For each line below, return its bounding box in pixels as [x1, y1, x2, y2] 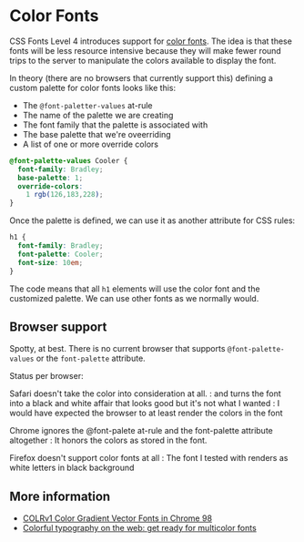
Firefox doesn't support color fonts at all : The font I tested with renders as [9, 453, 289, 464]
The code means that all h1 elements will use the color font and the [9, 283, 261, 294]
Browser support [9, 319, 107, 334]
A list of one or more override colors [22, 138, 159, 149]
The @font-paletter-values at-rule [22, 99, 153, 110]
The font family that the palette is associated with [22, 119, 208, 130]
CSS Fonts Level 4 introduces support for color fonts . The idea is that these [9, 36, 293, 46]
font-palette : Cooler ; [17, 250, 104, 259]
